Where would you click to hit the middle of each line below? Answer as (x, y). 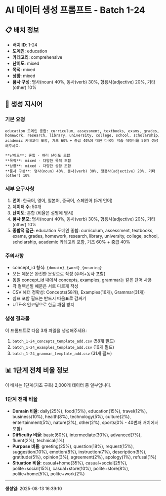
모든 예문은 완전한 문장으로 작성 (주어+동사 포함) (59, 274)
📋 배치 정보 (22, 30)
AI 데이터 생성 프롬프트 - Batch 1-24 (75, 10)
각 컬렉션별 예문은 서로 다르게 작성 (45, 286)
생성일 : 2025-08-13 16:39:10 (34, 488)
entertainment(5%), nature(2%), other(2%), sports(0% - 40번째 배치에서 (85, 422)
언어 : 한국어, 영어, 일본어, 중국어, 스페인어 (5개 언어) (62, 200)
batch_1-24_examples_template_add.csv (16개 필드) (63, 347)
